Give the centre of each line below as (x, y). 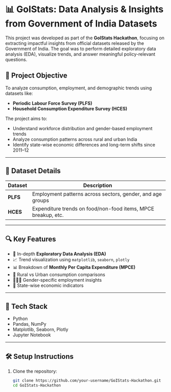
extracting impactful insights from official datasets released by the (75, 43)
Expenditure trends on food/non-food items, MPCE (93, 208)
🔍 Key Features (31, 239)
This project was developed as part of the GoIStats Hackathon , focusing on (85, 38)
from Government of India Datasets (81, 24)
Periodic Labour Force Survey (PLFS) (52, 103)
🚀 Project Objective (36, 76)
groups (41, 200)
